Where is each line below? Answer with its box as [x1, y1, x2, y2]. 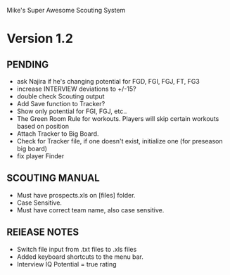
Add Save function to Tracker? [16, 100, 106, 108]
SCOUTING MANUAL [6, 172, 100, 184]
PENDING [6, 58, 49, 70]
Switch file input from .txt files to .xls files [16, 245, 137, 253]
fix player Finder [16, 152, 65, 160]
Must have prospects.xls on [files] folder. [16, 191, 136, 199]
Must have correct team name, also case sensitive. [16, 205, 165, 214]
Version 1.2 [6, 31, 73, 46]
